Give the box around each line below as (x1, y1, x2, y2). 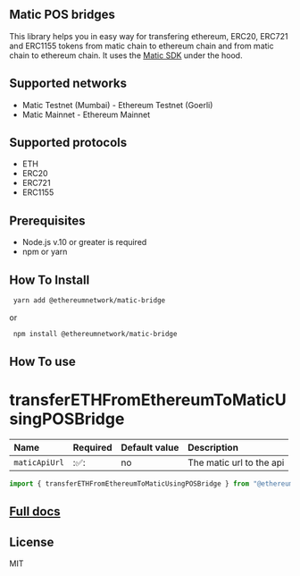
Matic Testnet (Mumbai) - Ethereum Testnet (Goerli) (21, 99, 213, 110)
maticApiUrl (13, 458, 65, 468)
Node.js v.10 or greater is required (21, 237, 147, 248)
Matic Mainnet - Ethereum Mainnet (21, 109, 151, 120)
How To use (9, 354, 76, 369)
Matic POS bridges (9, 7, 116, 22)
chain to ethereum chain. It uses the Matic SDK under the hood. (9, 49, 243, 61)
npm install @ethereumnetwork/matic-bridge (12, 329, 178, 338)
